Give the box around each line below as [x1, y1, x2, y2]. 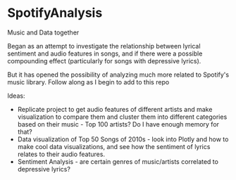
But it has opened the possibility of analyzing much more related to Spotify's [7, 70, 230, 79]
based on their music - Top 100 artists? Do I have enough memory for [17, 120, 220, 128]
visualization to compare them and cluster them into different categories [17, 112, 228, 121]
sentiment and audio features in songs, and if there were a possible [7, 49, 203, 58]
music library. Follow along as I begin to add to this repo [7, 77, 170, 86]
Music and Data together [7, 28, 80, 37]
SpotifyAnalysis [7, 5, 103, 21]
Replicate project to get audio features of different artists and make [17, 105, 213, 113]
